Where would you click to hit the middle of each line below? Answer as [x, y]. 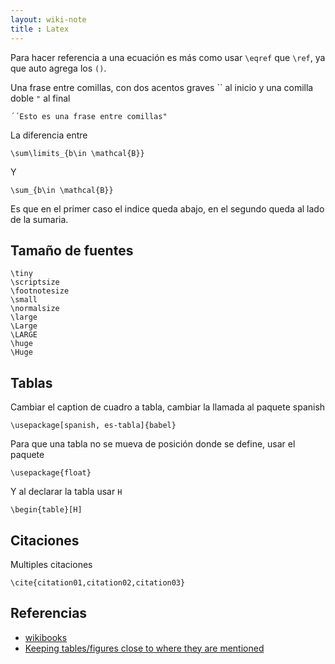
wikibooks [46, 637]
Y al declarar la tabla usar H [66, 492]
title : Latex [40, 29]
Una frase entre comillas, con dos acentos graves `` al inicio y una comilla [162, 87]
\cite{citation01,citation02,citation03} [98, 582]
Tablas [31, 382]
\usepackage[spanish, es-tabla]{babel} [93, 426]
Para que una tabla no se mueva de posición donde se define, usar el [153, 444]
